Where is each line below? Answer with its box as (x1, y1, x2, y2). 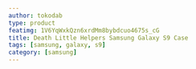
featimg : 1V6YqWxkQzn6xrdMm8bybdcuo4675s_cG (8, 26, 160, 34)
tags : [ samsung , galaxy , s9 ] (8, 41, 106, 49)
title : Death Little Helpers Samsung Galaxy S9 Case (8, 33, 189, 42)
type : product (8, 19, 56, 27)
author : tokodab (8, 11, 63, 20)
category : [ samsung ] (8, 48, 78, 56)
